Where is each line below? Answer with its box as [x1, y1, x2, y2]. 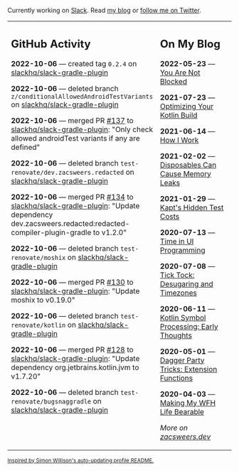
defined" [11, 142, 41, 152]
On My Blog [159, 37, 221, 50]
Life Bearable [159, 406, 205, 416]
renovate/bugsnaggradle [11, 397, 92, 406]
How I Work [159, 135, 199, 145]
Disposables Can [159, 160, 217, 170]
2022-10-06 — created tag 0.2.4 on [11, 58, 137, 68]
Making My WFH [159, 398, 216, 408]
